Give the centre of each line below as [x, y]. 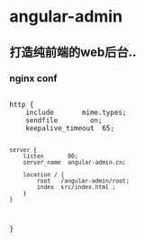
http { [22, 104]
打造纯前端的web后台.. [73, 52]
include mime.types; [76, 112]
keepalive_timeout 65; [70, 128]
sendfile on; [64, 120]
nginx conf [33, 78]
